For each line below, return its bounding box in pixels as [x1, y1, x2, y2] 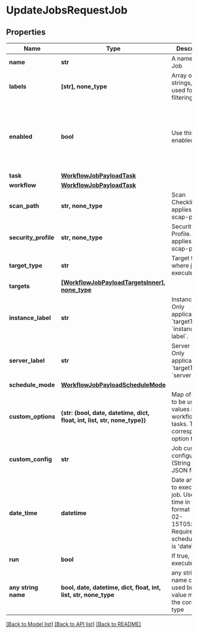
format [171, 505, 190, 513]
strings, [171, 79, 193, 87]
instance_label [9, 314, 51, 322]
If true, [171, 552, 190, 560]
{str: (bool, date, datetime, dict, [61, 409, 150, 417]
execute [171, 269, 194, 277]
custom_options [9, 413, 55, 420]
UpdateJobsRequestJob [6, 4, 128, 17]
